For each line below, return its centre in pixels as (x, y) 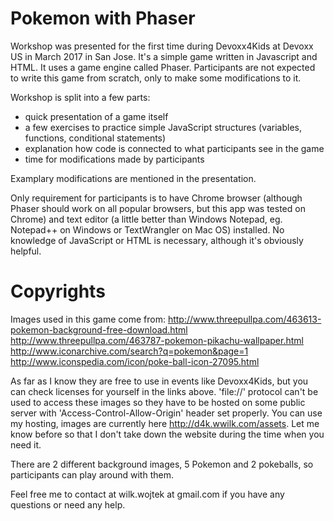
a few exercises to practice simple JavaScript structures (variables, (163, 127)
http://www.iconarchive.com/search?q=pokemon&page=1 (129, 351)
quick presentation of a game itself (96, 116)
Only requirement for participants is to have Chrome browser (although (156, 198)
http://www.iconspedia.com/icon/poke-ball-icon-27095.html (135, 361)
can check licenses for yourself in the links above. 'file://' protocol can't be (164, 391)
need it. (26, 444)
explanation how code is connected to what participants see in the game (174, 148)
